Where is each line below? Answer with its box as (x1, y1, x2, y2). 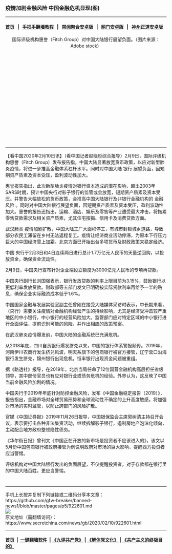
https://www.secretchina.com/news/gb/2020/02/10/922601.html (5, 520, 142, 526)
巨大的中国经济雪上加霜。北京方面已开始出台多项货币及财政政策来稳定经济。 (5, 239, 167, 245)
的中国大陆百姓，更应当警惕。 (5, 467, 68, 473)
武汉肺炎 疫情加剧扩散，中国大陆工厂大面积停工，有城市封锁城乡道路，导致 (5, 226, 164, 232)
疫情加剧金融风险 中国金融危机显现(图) (5, 4, 100, 11)
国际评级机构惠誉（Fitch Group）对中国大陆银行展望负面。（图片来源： (12, 36, 160, 42)
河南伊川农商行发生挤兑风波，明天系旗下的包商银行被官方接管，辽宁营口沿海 (5, 349, 167, 355)
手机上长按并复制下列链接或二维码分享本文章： (5, 491, 104, 498)
